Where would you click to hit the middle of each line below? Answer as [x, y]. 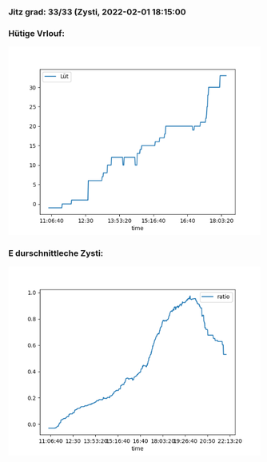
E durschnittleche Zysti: [56, 253]
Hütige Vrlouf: [37, 33]
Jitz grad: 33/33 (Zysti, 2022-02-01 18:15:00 [97, 12]
